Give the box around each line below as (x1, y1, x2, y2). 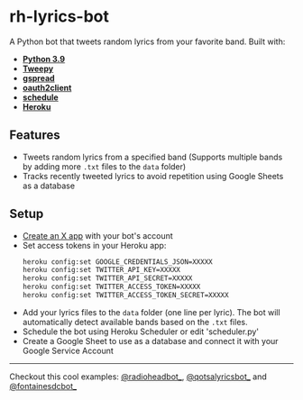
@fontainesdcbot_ (9, 380, 78, 391)
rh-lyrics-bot (9, 6, 110, 27)
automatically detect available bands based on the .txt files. (22, 316, 248, 327)
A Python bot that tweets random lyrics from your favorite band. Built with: (9, 36, 286, 47)
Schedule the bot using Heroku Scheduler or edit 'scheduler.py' (22, 326, 260, 337)
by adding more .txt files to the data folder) (22, 160, 187, 172)
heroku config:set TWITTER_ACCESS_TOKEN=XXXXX (22, 282, 201, 292)
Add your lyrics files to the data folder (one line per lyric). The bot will (22, 306, 281, 317)
